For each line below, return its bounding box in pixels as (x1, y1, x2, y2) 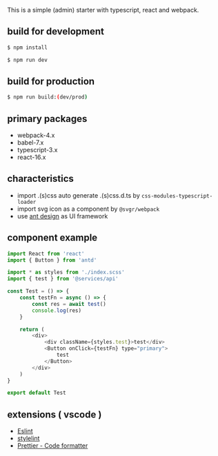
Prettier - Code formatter (17, 442, 88, 450)
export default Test (7, 389, 67, 397)
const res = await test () (32, 300, 107, 307)
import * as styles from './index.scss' (7, 269, 126, 276)
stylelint (17, 434, 40, 443)
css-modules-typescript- (141, 192, 213, 199)
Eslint (17, 427, 33, 435)
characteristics (7, 173, 75, 185)
